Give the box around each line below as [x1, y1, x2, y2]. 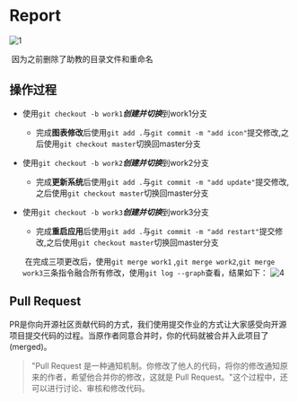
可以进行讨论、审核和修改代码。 [31, 382, 150, 393]
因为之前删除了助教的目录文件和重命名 [11, 53, 153, 64]
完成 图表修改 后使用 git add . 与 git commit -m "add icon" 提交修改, [35, 127, 281, 137]
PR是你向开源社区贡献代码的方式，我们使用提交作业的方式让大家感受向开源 [9, 319, 287, 329]
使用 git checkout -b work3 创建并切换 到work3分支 [22, 206, 209, 217]
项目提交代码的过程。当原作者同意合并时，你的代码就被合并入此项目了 [9, 329, 269, 341]
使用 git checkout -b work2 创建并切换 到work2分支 [22, 157, 209, 168]
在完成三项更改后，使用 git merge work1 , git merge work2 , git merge [24, 256, 276, 267]
